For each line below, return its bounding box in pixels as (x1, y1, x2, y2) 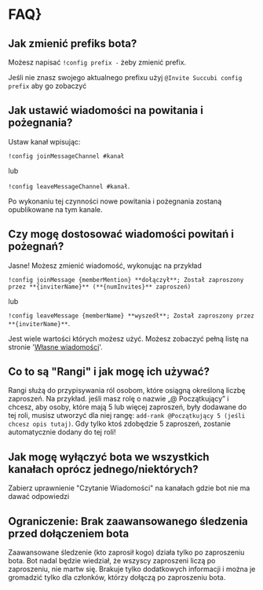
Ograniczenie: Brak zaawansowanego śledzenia (8, 515, 249, 528)
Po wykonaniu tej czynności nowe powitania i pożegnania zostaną (8, 196, 222, 206)
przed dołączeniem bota (8, 526, 130, 540)
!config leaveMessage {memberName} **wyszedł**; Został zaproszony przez (8, 312, 255, 320)
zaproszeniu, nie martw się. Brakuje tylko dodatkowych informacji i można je (8, 564, 256, 574)
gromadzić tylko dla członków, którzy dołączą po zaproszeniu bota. (8, 573, 226, 582)
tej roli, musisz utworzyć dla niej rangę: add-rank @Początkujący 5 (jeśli (8, 411, 246, 420)
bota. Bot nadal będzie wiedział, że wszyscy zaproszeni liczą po (8, 556, 216, 566)
